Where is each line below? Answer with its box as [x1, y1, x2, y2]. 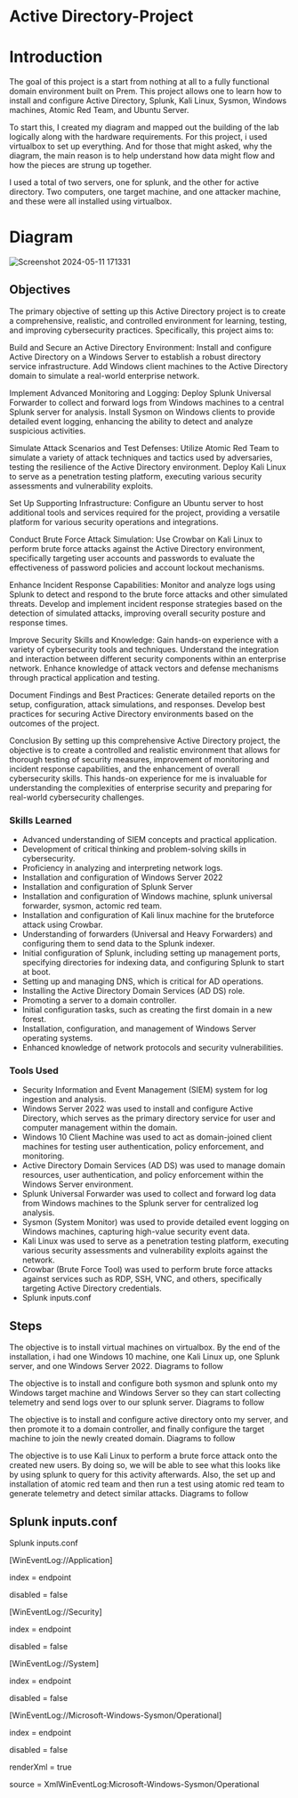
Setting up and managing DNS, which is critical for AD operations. [21, 976, 264, 987]
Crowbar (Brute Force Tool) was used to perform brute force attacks [21, 1264, 273, 1275]
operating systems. [21, 1033, 93, 1044]
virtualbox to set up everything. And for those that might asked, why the [9, 141, 273, 152]
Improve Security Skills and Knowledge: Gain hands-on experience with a [9, 634, 278, 645]
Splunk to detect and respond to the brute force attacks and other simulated [9, 589, 288, 600]
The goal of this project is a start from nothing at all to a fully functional [9, 77, 270, 87]
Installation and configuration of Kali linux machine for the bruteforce [21, 910, 275, 921]
